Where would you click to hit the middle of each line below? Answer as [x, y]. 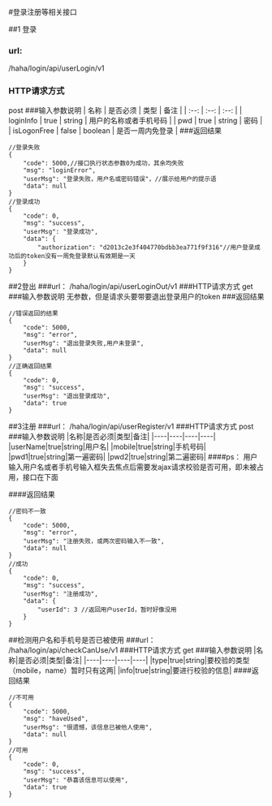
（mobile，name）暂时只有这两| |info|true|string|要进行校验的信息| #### [130, 670]
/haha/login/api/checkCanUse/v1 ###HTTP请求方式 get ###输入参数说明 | [132, 650]
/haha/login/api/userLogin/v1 [56, 68]
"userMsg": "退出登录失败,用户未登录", [84, 343]
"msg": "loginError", [59, 170]
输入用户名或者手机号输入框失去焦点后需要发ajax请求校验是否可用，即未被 [133, 467]
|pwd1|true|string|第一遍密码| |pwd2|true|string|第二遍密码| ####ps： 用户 [133, 456]
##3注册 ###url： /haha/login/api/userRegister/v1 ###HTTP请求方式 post [131, 426]
